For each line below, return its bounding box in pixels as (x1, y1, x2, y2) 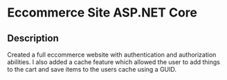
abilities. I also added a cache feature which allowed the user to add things (7, 58, 220, 66)
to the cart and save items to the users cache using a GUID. (7, 66, 177, 73)
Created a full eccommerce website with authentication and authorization (7, 50, 217, 59)
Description (7, 32, 59, 44)
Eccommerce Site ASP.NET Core (7, 5, 197, 21)
